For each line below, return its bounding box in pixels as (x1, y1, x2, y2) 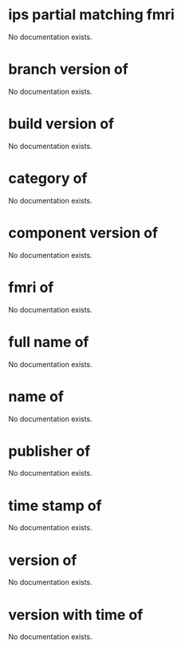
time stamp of (8, 497, 102, 514)
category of (8, 170, 88, 187)
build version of (8, 115, 114, 133)
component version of (8, 223, 158, 242)
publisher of (8, 442, 91, 460)
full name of (8, 332, 89, 351)
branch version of (8, 60, 129, 78)
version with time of (8, 606, 144, 624)
